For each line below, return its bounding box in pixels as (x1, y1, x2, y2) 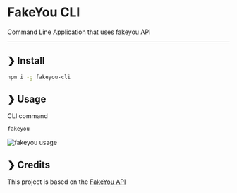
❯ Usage (7, 93, 47, 105)
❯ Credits (7, 158, 51, 170)
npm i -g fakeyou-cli (7, 74, 71, 81)
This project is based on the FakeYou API (7, 177, 126, 186)
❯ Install (7, 54, 45, 67)
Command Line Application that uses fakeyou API (7, 28, 151, 36)
